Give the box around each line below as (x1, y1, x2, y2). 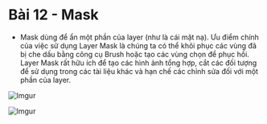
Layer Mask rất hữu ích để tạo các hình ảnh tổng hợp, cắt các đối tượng (19, 58, 257, 68)
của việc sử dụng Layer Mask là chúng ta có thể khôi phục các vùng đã (19, 40, 257, 50)
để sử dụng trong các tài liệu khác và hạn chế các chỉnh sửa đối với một (19, 66, 259, 76)
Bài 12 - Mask (8, 6, 99, 24)
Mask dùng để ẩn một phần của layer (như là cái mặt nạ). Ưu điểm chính (19, 32, 260, 42)
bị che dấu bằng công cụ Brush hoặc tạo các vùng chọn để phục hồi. (19, 49, 249, 59)
